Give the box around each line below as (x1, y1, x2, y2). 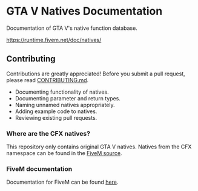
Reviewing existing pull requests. (15, 114, 97, 121)
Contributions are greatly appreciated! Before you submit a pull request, (6, 70, 186, 77)
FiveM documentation (6, 164, 73, 173)
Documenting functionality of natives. (15, 88, 109, 95)
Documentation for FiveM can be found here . (6, 178, 119, 186)
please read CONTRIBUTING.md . (6, 76, 89, 83)
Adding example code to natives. (15, 108, 97, 115)
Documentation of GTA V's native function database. (6, 24, 137, 32)
